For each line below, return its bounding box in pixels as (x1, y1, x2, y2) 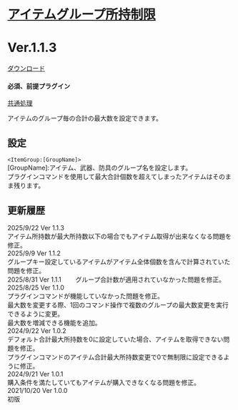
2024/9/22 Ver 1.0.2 (7, 326, 66, 335)
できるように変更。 (7, 309, 64, 318)
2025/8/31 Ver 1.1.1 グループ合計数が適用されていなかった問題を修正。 (7, 275, 222, 284)
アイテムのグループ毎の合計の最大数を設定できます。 (7, 114, 163, 123)
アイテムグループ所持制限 (7, 6, 156, 23)
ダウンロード (7, 64, 45, 73)
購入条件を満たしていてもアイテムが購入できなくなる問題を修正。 (7, 378, 201, 386)
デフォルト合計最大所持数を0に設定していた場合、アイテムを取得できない (7, 334, 224, 343)
